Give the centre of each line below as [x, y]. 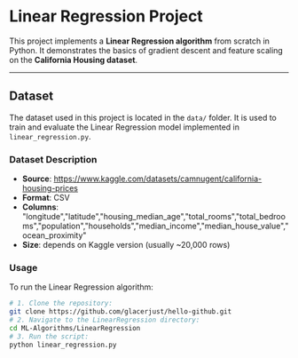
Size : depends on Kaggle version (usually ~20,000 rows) [126, 245]
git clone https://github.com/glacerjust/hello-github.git [121, 312]
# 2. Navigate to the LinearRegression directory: [105, 320]
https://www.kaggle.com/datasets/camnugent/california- [158, 179]
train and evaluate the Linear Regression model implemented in [124, 127]
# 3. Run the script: [49, 336]
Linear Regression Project [106, 16]
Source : [37, 179]
